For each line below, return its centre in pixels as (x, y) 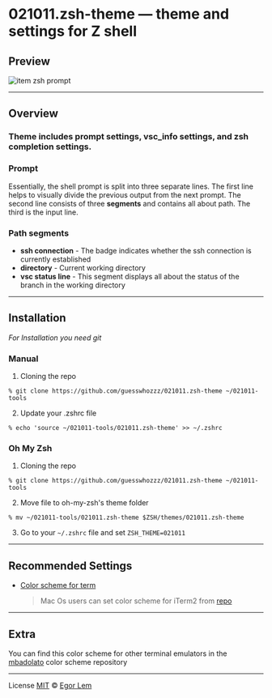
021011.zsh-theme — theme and (119, 14)
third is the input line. (43, 212)
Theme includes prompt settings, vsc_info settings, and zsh (129, 137)
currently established (55, 259)
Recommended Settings (70, 566)
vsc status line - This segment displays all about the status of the (130, 276)
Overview (34, 114)
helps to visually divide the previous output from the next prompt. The (125, 194)
